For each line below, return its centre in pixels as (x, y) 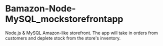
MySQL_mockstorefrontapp (64, 19)
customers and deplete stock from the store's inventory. (63, 38)
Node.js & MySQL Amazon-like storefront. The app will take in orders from (82, 33)
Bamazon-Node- (40, 9)
